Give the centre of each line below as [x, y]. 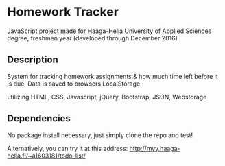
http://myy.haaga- [155, 148]
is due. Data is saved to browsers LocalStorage [74, 84]
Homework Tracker [63, 12]
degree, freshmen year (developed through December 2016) [93, 38]
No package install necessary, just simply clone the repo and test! [100, 135]
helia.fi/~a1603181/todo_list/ [46, 156]
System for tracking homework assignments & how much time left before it [113, 76]
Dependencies [39, 118]
